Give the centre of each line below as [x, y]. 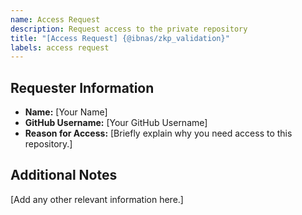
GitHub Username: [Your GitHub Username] [116, 123]
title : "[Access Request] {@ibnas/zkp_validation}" [120, 38]
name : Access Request [55, 19]
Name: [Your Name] [66, 112]
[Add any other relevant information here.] [97, 199]
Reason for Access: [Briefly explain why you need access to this [158, 133]
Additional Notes [64, 175]
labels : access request [60, 47]
